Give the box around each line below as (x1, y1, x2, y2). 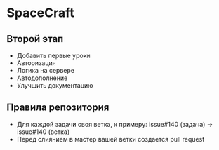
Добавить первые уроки (16, 51, 91, 60)
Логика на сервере (16, 67, 75, 74)
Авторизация (16, 59, 57, 67)
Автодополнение (16, 74, 68, 82)
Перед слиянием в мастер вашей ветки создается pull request (16, 135, 205, 143)
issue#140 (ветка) (16, 128, 70, 136)
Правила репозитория (6, 102, 109, 114)
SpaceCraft (6, 5, 74, 21)
